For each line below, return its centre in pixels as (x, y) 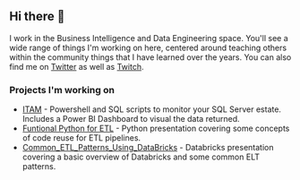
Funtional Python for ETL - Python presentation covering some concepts (156, 129)
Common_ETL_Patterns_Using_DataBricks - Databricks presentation (148, 148)
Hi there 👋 (37, 17)
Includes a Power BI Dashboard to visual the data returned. (131, 119)
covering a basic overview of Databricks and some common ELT (141, 157)
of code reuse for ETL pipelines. (81, 138)
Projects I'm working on (62, 90)
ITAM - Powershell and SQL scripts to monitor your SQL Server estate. (152, 109)
